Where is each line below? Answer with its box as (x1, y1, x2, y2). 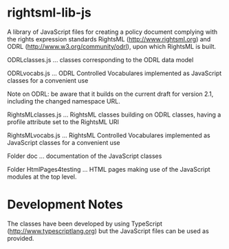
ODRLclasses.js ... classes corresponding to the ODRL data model (7, 55, 194, 63)
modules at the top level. (7, 172, 77, 181)
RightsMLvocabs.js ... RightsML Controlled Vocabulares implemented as (7, 131, 211, 139)
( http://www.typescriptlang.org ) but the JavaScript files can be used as (7, 226, 210, 235)
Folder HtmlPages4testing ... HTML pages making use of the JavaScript (7, 165, 211, 173)
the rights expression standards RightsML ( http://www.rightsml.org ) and (7, 34, 211, 43)
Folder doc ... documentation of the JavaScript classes (7, 152, 162, 160)
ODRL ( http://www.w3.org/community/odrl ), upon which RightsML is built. (7, 42, 217, 50)
